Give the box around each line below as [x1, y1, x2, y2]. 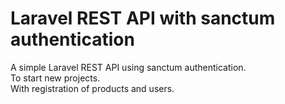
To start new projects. [10, 72, 101, 84]
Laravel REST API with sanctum [10, 7, 276, 30]
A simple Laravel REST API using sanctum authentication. [10, 61, 247, 73]
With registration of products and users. [10, 82, 175, 94]
